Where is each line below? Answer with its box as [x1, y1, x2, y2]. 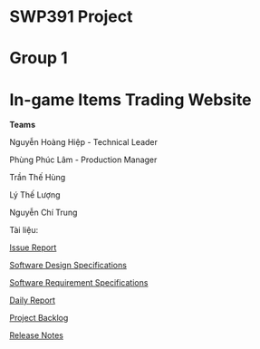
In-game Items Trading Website [9, 89, 252, 110]
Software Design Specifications [9, 260, 127, 271]
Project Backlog [9, 313, 69, 324]
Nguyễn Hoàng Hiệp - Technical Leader [9, 137, 159, 148]
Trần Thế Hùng [9, 172, 66, 183]
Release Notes [9, 330, 63, 341]
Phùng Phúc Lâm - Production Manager [9, 154, 158, 165]
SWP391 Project [9, 6, 133, 27]
